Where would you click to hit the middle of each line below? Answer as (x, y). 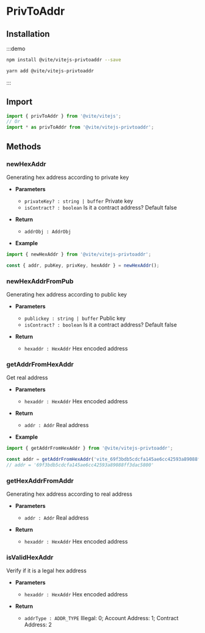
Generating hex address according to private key (68, 177)
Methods (24, 146)
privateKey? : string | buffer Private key (79, 201)
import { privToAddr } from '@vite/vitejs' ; (64, 116)
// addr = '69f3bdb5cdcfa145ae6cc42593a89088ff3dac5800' (80, 465)
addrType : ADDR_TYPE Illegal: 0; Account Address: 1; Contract (101, 618)
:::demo (16, 48)
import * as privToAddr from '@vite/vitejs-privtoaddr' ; (80, 127)
